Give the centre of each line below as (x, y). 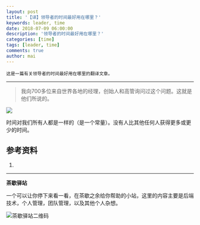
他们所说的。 (36, 98)
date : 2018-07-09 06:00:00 (40, 28)
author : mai (21, 56)
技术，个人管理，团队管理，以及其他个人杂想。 (63, 203)
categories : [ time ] (30, 39)
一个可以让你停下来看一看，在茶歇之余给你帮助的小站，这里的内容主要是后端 (100, 196)
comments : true (25, 51)
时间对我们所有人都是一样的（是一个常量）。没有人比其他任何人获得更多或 (96, 122)
